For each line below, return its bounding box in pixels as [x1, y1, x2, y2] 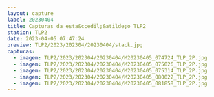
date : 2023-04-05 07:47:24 [7, 36, 85, 42]
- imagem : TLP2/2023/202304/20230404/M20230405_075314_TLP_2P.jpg [13, 67, 208, 74]
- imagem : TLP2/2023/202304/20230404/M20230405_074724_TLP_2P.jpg [13, 55, 208, 61]
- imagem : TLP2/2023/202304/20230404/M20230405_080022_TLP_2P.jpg [13, 73, 208, 81]
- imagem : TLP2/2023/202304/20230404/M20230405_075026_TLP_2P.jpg [13, 61, 208, 68]
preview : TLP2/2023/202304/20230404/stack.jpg [7, 42, 143, 48]
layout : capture [7, 10, 54, 17]
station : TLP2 [7, 29, 48, 36]
